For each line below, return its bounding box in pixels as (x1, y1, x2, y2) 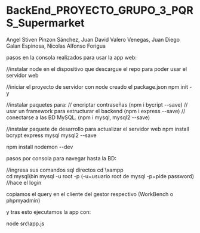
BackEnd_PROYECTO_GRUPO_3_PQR (6, 4, 194, 17)
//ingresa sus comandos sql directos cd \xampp (6, 166, 124, 173)
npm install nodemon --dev (6, 143, 73, 150)
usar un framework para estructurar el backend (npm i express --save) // (6, 107, 186, 114)
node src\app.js (6, 220, 45, 227)
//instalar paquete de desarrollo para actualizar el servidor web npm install (6, 125, 189, 132)
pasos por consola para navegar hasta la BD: (6, 154, 116, 161)
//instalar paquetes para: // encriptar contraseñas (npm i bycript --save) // (6, 101, 188, 108)
